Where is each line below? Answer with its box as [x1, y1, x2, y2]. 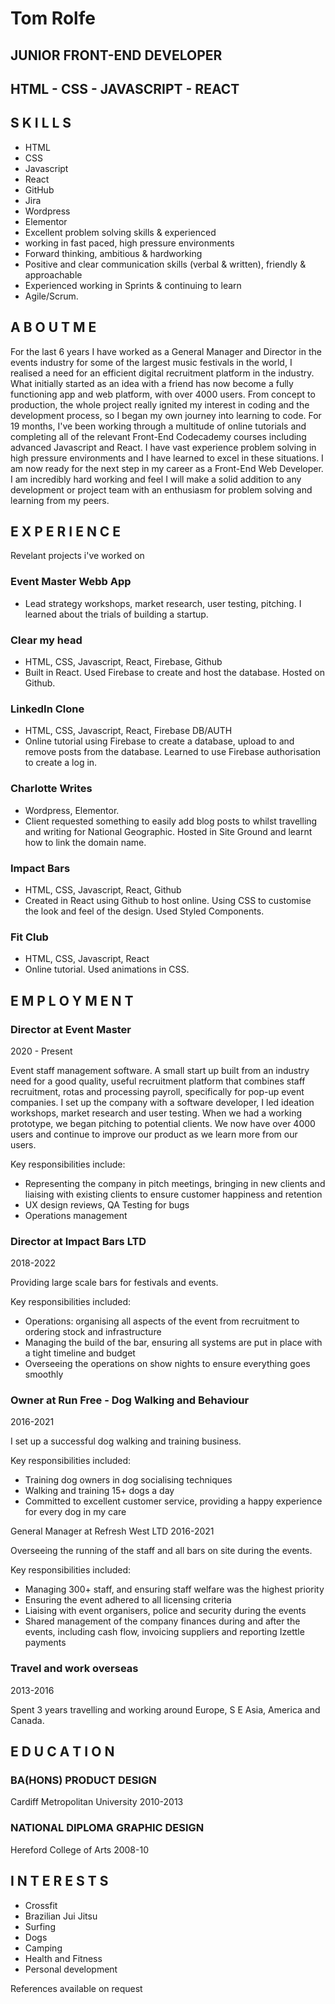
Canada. [10, 1714, 45, 1726]
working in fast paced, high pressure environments [24, 237, 235, 249]
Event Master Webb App [10, 575, 132, 589]
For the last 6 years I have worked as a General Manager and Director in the [10, 345, 322, 357]
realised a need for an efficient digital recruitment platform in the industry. [10, 367, 315, 379]
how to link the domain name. [24, 836, 147, 848]
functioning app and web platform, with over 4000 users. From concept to [10, 388, 316, 400]
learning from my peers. [10, 494, 110, 506]
